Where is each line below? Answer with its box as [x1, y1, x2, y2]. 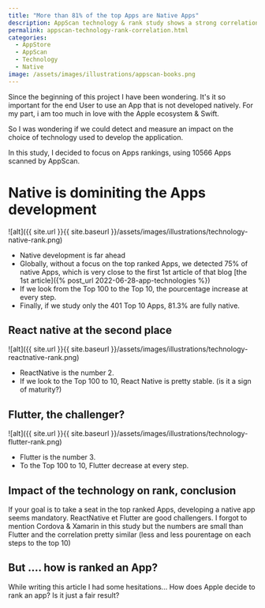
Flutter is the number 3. [19, 452, 96, 462]
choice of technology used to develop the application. [8, 132, 184, 142]
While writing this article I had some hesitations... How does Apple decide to [8, 582, 256, 591]
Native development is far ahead [19, 250, 126, 260]
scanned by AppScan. [8, 156, 80, 166]
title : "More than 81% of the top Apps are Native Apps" [8, 11, 200, 20]
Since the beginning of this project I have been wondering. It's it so [8, 92, 226, 101]
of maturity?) [19, 385, 62, 395]
